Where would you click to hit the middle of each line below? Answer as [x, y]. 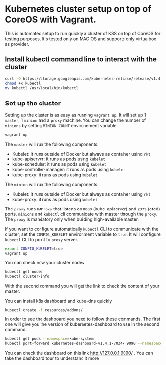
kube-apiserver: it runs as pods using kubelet [59, 159]
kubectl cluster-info [27, 276]
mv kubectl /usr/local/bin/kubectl [42, 88]
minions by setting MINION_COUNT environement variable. [61, 126]
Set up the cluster [33, 103]
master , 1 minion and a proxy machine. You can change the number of [76, 120]
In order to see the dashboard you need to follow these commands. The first [83, 319]
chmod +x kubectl [23, 83]
